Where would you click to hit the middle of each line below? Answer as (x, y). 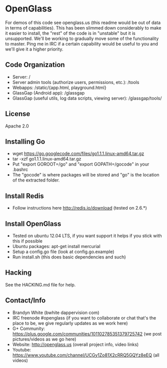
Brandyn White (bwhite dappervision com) (56, 312)
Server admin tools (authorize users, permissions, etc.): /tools (76, 82)
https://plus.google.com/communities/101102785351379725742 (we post (87, 333)
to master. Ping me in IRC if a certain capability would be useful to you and (82, 43)
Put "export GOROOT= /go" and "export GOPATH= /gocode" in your (81, 164)
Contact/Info (25, 300)
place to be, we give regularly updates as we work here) (70, 323)
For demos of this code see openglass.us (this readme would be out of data (83, 22)
